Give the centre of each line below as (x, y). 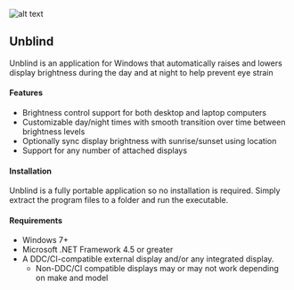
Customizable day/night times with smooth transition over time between (154, 122)
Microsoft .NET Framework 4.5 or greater (98, 250)
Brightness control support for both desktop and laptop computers (144, 113)
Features (26, 93)
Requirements (36, 220)
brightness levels (53, 132)
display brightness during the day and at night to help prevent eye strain (141, 72)
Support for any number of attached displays (105, 150)
